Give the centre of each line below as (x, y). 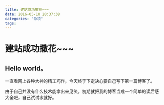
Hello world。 (26, 68)
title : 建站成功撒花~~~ (27, 10)
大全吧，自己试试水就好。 (31, 98)
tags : (10, 23)
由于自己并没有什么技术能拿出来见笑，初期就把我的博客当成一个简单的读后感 (82, 91)
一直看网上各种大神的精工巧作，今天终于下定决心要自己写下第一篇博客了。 (80, 81)
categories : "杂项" (24, 19)
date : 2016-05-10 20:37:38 (32, 14)
